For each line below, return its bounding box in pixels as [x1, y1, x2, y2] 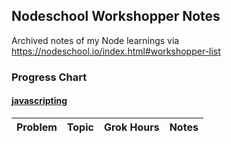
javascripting [11, 95, 68, 107]
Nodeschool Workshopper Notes [11, 8, 221, 25]
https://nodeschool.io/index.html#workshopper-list [11, 45, 221, 57]
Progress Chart [11, 70, 88, 84]
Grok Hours [103, 120, 160, 134]
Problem [16, 120, 58, 134]
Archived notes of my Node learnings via [11, 34, 180, 46]
